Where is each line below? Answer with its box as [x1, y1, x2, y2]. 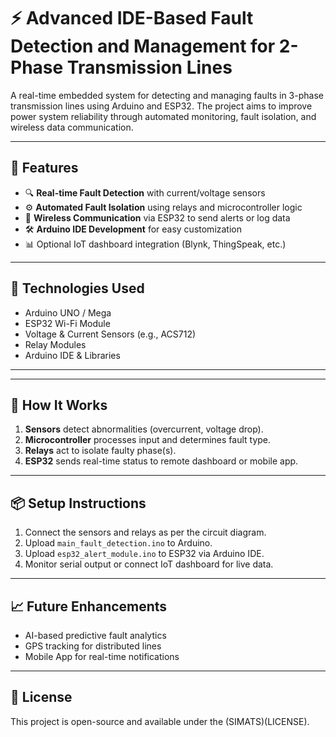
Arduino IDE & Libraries [24, 349, 121, 361]
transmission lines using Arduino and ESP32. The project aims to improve [10, 100, 313, 112]
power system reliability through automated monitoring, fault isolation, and [10, 110, 317, 122]
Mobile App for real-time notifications [24, 651, 180, 662]
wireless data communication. [10, 121, 134, 133]
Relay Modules [24, 338, 87, 350]
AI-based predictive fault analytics [24, 630, 167, 641]
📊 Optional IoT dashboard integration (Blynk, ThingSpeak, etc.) [24, 238, 287, 250]
